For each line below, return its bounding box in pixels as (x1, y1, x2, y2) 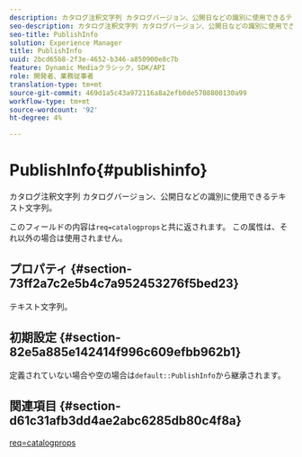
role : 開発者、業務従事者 (9, 72, 94, 81)
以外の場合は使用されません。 (16, 233, 128, 244)
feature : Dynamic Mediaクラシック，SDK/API (9, 64, 166, 73)
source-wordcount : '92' (9, 105, 99, 114)
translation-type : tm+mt (9, 80, 102, 89)
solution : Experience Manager (9, 38, 123, 48)
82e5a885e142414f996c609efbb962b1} (9, 345, 242, 360)
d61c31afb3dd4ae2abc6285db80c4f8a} (9, 413, 243, 428)
